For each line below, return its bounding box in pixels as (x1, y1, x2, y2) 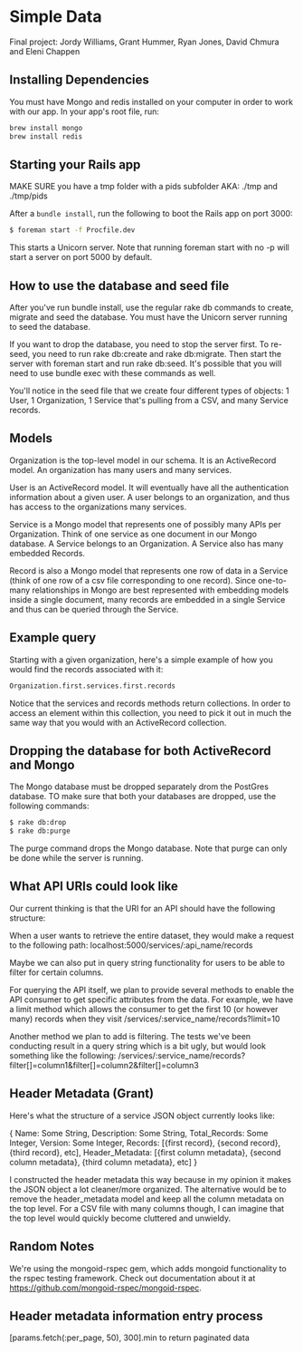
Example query (9, 630, 97, 645)
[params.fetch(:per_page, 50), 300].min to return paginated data (9, 1332, 251, 1343)
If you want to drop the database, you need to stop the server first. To (9, 339, 270, 350)
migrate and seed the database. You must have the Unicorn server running (9, 312, 288, 323)
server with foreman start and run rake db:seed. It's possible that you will (9, 358, 282, 369)
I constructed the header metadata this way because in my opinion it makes (9, 1173, 292, 1184)
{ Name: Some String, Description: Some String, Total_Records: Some (9, 1127, 269, 1138)
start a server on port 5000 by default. (9, 252, 153, 263)
